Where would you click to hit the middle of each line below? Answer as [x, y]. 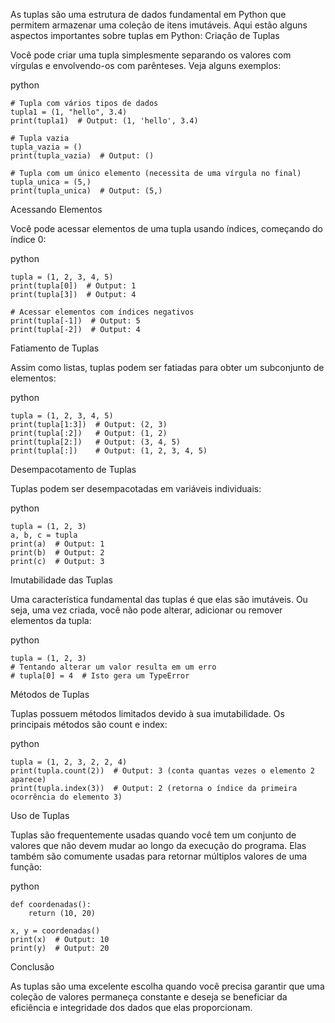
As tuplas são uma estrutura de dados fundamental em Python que [148, 14]
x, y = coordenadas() [55, 931]
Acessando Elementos [56, 209]
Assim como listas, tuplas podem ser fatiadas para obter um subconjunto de [167, 367]
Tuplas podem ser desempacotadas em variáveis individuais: [136, 488]
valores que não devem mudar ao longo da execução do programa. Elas [158, 845]
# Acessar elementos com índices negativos [102, 312]
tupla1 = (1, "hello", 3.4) [69, 112]
